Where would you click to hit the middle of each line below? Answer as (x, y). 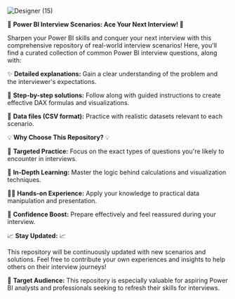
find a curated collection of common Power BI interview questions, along (112, 53)
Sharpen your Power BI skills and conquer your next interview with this (109, 38)
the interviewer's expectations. (52, 82)
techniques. (24, 180)
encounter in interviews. (42, 159)
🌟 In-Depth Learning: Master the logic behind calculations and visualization (117, 172)
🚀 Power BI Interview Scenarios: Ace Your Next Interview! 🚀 (95, 24)
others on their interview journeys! (57, 267)
